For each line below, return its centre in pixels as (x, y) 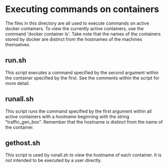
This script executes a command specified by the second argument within (82, 72)
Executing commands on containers (82, 9)
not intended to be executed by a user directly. (54, 160)
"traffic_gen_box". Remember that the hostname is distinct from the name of (84, 122)
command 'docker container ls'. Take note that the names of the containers (83, 34)
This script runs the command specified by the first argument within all (78, 111)
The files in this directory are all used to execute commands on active (77, 23)
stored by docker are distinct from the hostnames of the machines (74, 39)
